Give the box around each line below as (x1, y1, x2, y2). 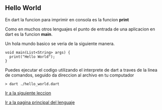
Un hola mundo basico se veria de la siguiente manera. (5, 41, 115, 47)
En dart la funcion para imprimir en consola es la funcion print (5, 16, 130, 22)
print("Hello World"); (9, 54, 55, 59)
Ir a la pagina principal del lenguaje (5, 99, 75, 105)
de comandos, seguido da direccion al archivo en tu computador (5, 72, 134, 78)
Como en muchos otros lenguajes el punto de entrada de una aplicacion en (5, 26, 155, 32)
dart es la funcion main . (5, 31, 53, 37)
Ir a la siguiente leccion (5, 90, 51, 96)
